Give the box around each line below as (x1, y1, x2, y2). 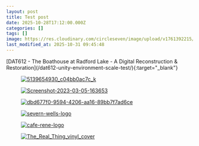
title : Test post (6, 14, 49, 20)
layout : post (6, 8, 38, 15)
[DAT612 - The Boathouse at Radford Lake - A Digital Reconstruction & (6, 57, 178, 65)
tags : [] (6, 31, 28, 37)
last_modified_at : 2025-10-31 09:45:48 (6, 42, 105, 48)
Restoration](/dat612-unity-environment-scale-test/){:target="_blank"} (6, 64, 178, 71)
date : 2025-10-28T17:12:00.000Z (6, 20, 86, 25)
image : (6, 36, 23, 42)
